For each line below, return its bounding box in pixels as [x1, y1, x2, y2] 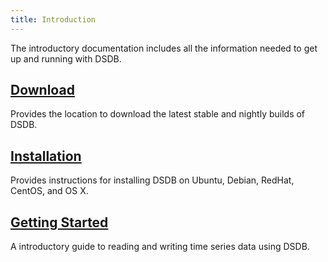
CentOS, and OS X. [10, 185, 89, 197]
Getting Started [10, 214, 109, 231]
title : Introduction [10, 14, 97, 25]
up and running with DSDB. [10, 52, 122, 65]
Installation [10, 147, 82, 165]
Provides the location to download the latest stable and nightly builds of [10, 108, 306, 120]
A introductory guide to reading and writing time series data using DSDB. [10, 241, 310, 253]
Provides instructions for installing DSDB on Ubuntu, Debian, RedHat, [10, 174, 295, 186]
